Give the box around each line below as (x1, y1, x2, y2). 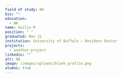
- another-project (9, 47, 47, 52)
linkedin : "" (5, 52, 31, 57)
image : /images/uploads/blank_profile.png (5, 61, 92, 66)
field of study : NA (5, 7, 44, 12)
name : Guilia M (5, 25, 36, 30)
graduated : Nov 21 (5, 34, 42, 39)
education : (5, 16, 27, 21)
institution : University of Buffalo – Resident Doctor (5, 39, 118, 44)
